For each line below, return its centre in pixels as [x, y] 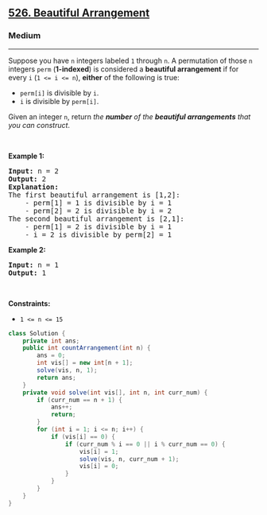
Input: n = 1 [34, 265]
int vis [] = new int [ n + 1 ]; [85, 363]
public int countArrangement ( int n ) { [87, 348]
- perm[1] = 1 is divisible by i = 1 [99, 203]
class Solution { [37, 333]
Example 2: [27, 250]
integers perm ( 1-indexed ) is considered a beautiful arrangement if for [124, 69]
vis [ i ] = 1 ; [99, 451]
